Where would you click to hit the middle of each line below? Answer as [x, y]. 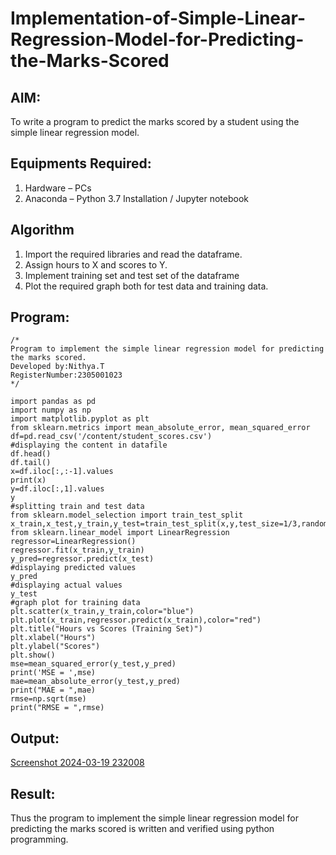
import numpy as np [51, 410]
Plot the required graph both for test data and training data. [146, 286]
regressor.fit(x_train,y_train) [77, 550]
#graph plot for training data [75, 603]
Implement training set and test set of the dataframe [132, 275]
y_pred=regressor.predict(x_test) [82, 559]
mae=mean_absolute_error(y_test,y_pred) [96, 682]
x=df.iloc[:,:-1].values [62, 472]
